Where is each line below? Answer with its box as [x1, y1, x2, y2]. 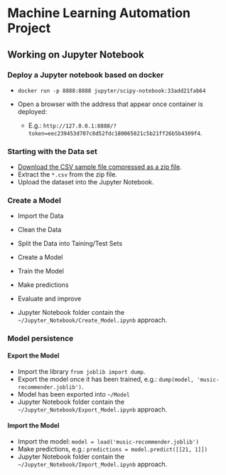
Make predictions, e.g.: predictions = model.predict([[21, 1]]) [17, 444, 208, 453]
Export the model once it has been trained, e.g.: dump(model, [17, 375, 194, 383]
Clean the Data [17, 226, 62, 234]
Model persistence [7, 333, 74, 343]
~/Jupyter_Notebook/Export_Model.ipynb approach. [17, 404, 168, 414]
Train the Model [17, 267, 64, 276]
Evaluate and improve [17, 294, 82, 303]
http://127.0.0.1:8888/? [43, 122, 117, 130]
